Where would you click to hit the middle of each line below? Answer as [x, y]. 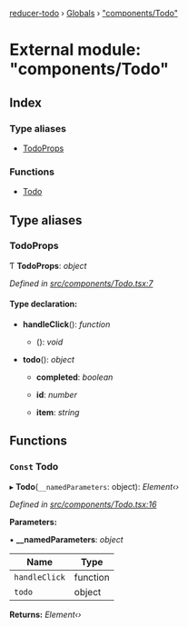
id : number [56, 395]
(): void [49, 342]
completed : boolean [74, 377]
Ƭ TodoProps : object [48, 265]
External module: [75, 50]
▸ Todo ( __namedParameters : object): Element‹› [94, 486]
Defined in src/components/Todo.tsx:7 [81, 283]
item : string [58, 413]
